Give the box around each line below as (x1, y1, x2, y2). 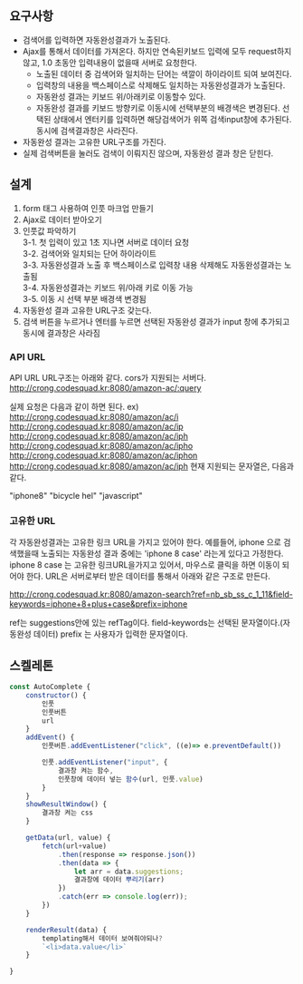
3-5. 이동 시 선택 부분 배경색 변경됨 (22, 293, 147, 304)
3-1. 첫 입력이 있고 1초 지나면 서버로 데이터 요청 (22, 237, 190, 248)
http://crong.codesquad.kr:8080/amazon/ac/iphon (9, 450, 198, 461)
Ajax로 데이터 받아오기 (22, 214, 102, 225)
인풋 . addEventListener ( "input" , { (42, 758, 168, 767)
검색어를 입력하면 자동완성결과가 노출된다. (22, 34, 171, 45)
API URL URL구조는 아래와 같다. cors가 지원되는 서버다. (9, 372, 206, 383)
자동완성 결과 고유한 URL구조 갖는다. (22, 305, 152, 316)
